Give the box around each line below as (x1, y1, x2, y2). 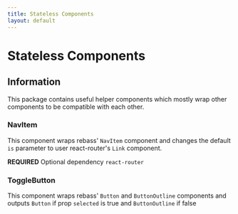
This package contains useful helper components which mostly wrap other (7, 95, 227, 103)
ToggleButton (7, 175, 56, 185)
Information (7, 76, 61, 88)
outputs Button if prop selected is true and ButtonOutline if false (7, 199, 197, 208)
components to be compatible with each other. (7, 102, 145, 111)
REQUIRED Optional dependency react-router (7, 157, 144, 166)
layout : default (7, 17, 56, 24)
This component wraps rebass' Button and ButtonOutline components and (7, 191, 227, 200)
